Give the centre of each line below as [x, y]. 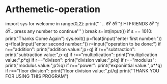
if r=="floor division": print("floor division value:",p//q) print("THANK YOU [82, 71]
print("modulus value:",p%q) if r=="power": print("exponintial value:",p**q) [84, 65]
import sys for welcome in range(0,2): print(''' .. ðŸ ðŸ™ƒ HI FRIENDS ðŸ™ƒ [82, 23]
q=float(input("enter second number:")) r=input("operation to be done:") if [83, 44]
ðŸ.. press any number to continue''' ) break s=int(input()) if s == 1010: [79, 31]
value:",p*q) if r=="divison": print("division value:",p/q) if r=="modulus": [81, 60]
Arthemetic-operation [53, 9]
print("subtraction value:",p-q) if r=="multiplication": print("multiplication [81, 55]
